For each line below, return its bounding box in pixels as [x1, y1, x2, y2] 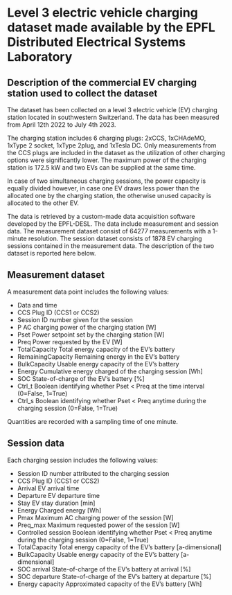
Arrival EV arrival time [17, 483, 80, 492]
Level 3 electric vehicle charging [7, 5, 199, 21]
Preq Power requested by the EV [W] [17, 337, 123, 346]
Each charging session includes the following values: [7, 456, 158, 464]
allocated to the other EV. [7, 199, 80, 207]
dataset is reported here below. [7, 249, 96, 257]
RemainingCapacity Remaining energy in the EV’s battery [17, 352, 180, 361]
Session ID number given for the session [17, 315, 133, 323]
